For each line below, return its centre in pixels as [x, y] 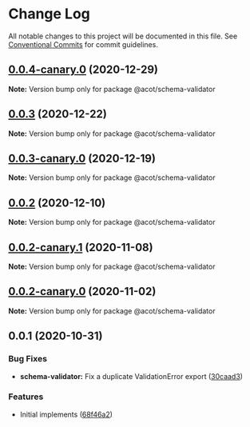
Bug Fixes [28, 359]
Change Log [49, 14]
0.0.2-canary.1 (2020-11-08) [81, 247]
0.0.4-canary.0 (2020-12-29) [83, 70]
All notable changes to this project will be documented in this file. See [123, 36]
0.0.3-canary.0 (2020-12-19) [82, 158]
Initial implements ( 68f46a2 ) [66, 414]
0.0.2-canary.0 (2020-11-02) [82, 291]
